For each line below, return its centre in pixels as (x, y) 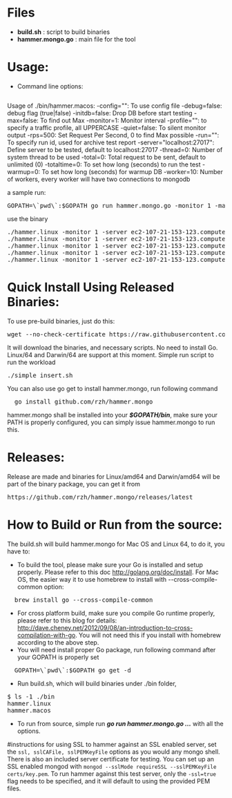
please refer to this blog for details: (67, 620)
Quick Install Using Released (91, 287)
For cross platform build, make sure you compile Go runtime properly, (116, 613)
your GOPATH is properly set (58, 657)
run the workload (31, 362)
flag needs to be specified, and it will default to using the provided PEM (109, 781)
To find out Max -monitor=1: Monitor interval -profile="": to (124, 120)
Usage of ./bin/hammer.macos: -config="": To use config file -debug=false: (115, 106)
